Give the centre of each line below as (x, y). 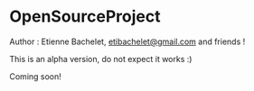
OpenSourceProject (85, 17)
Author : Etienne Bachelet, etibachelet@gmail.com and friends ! (127, 41)
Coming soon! (35, 76)
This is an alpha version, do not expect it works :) (101, 59)
